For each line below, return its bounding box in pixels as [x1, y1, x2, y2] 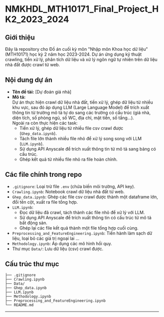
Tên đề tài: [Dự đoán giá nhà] [12, 89, 72, 95]
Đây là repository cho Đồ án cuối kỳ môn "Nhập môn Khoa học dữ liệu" [5, 46, 148, 52]
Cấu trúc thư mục [5, 260, 60, 268]
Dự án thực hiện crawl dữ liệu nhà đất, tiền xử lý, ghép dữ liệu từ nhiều [12, 99, 153, 105]
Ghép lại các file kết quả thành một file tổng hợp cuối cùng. [19, 225, 139, 231]
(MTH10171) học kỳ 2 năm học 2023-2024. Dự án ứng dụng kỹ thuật [5, 51, 142, 57]
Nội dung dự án [5, 76, 53, 84]
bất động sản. [19, 220, 47, 226]
